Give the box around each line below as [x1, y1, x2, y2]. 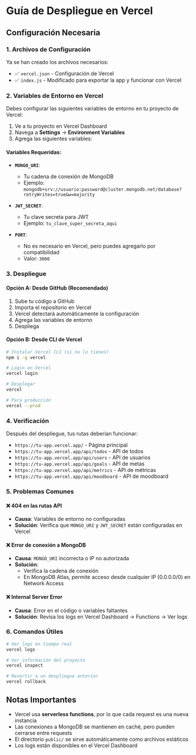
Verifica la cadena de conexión [23, 567, 99, 574]
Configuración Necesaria [6, 28, 101, 38]
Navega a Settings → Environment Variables [14, 129, 125, 136]
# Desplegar [6, 381, 35, 387]
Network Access [23, 580, 64, 587]
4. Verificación [6, 417, 49, 425]
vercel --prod [6, 403, 41, 408]
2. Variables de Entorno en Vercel [6, 91, 104, 99]
